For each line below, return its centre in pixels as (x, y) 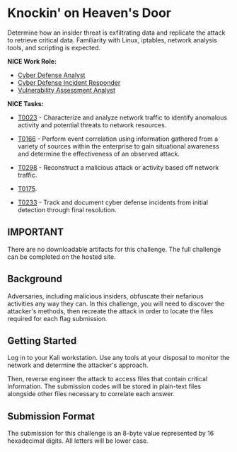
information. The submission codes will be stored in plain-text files (104, 386)
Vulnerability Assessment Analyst (66, 90)
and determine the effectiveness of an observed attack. (99, 153)
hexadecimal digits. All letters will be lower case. (78, 441)
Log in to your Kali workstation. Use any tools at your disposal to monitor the (118, 358)
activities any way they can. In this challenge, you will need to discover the (116, 303)
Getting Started (42, 341)
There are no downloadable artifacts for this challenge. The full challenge (114, 249)
